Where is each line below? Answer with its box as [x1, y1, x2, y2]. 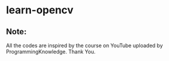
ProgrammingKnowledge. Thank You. [6, 48, 96, 55]
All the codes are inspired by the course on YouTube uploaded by [6, 42, 163, 49]
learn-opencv [6, 3, 74, 17]
